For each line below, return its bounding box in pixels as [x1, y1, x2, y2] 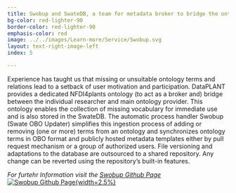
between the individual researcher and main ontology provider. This [7, 97, 203, 105]
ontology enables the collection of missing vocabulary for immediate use [7, 105, 218, 113]
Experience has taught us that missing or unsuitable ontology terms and [7, 74, 216, 83]
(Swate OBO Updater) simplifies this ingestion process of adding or [7, 119, 202, 128]
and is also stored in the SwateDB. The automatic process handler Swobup [7, 112, 224, 120]
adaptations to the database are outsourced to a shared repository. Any [7, 149, 214, 158]
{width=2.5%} [74, 178, 117, 186]
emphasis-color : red [7, 29, 68, 37]
